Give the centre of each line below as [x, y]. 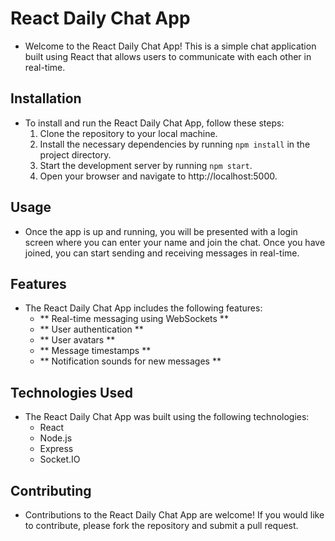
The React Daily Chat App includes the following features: [143, 308]
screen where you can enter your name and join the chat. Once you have [175, 242]
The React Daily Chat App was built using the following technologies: [167, 417]
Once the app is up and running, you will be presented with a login [161, 231]
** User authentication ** [91, 329]
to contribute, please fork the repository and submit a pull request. [161, 525]
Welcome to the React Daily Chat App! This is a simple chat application [170, 46]
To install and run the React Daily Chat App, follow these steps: [154, 123]
